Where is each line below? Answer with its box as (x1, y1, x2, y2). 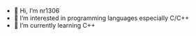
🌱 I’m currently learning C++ (13, 21, 96, 29)
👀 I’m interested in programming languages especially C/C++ (13, 14, 190, 22)
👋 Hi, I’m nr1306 (13, 7, 60, 15)
